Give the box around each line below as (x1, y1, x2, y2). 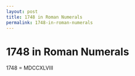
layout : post (6, 8, 38, 15)
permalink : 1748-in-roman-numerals (6, 19, 93, 25)
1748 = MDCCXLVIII (6, 64, 54, 71)
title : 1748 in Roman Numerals (6, 14, 83, 20)
